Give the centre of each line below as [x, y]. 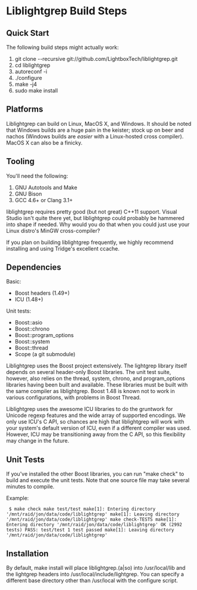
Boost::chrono [32, 329]
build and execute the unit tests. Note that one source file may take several [98, 480]
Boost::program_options [44, 335]
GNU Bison [28, 194]
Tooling [20, 161]
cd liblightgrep [32, 65]
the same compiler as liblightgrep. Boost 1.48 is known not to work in [90, 391]
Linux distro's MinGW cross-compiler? [53, 230]
